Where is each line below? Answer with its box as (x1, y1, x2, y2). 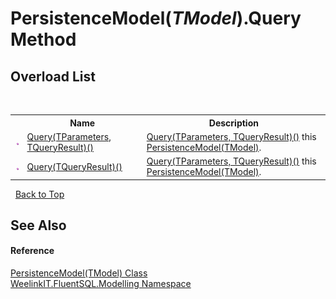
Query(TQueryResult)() (26, 160, 123, 172)
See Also (10, 217, 67, 234)
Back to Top (14, 188, 65, 200)
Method (10, 28, 77, 51)
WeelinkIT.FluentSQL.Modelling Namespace (10, 278, 192, 290)
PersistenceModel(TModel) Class (10, 267, 148, 279)
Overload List (10, 68, 96, 85)
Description (208, 117, 259, 129)
